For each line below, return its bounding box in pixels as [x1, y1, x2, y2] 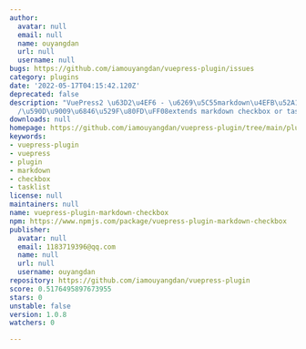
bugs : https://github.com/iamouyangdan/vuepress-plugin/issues [9, 65, 255, 74]
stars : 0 [9, 293, 43, 302]
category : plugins [9, 73, 79, 82]
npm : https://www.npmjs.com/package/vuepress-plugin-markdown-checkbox [9, 216, 287, 226]
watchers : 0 [9, 318, 55, 328]
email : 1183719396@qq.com [17, 242, 117, 251]
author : [9, 13, 39, 23]
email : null [17, 30, 64, 39]
